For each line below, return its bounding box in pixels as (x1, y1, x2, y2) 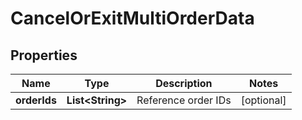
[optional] (240, 93, 287, 107)
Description (155, 77, 213, 90)
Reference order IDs (136, 93, 232, 107)
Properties (10, 47, 78, 64)
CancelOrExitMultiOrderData (10, 7, 255, 30)
